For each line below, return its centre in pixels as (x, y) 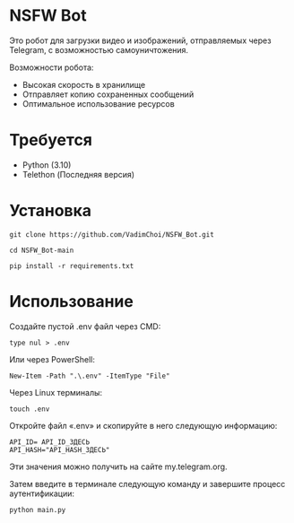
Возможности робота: (52, 67)
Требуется (51, 140)
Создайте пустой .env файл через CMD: (85, 326)
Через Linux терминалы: (56, 392)
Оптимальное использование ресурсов (98, 103)
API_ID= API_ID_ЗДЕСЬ (50, 442)
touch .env (30, 409)
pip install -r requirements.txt (72, 266)
